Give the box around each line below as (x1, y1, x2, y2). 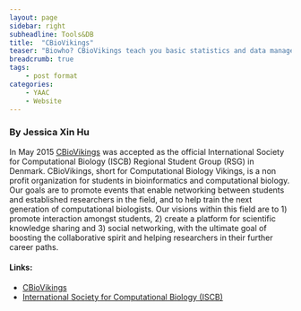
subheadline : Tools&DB (9, 30, 94, 39)
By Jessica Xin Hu (9, 126, 90, 139)
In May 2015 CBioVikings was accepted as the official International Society (9, 146, 285, 157)
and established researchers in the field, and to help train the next (9, 194, 253, 204)
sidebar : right (9, 22, 66, 30)
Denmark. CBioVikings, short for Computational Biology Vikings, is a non (9, 165, 277, 176)
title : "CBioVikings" (9, 38, 94, 48)
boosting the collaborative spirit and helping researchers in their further (9, 232, 273, 243)
